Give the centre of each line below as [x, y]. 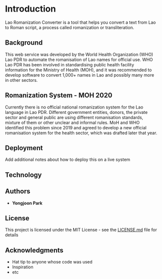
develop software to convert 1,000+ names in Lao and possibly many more [80, 75]
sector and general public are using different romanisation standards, [74, 117]
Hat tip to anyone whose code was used [52, 262]
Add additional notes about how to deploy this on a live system [68, 160]
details [12, 235]
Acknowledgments [34, 250]
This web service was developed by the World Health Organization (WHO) [79, 54]
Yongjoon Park [27, 203]
